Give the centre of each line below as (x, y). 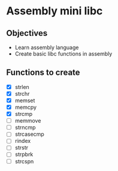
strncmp (25, 127)
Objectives (27, 33)
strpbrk (24, 154)
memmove (28, 121)
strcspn (24, 161)
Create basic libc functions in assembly (63, 54)
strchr (22, 93)
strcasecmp (30, 134)
